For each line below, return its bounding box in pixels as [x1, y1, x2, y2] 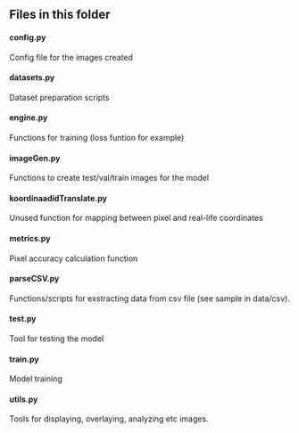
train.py [9, 354, 39, 364]
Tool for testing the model [9, 333, 104, 344]
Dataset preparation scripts [9, 92, 110, 102]
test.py [9, 314, 37, 324]
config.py [9, 31, 46, 43]
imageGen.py [9, 152, 61, 163]
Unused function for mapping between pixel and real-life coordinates [9, 213, 263, 224]
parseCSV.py [9, 274, 60, 284]
